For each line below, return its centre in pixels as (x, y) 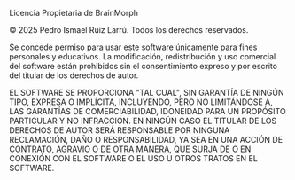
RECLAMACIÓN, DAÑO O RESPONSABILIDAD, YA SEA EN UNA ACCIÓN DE (146, 140)
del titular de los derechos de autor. (74, 75)
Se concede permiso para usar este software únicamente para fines (133, 47)
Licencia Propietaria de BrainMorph (74, 13)
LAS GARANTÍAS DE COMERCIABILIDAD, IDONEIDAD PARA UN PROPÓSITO (147, 111)
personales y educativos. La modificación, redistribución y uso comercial (143, 56)
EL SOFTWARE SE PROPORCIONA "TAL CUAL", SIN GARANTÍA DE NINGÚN (147, 93)
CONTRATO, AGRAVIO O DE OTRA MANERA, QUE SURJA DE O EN (130, 149)
